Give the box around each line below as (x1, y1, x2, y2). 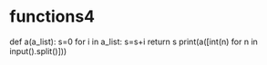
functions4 (9, 6, 96, 27)
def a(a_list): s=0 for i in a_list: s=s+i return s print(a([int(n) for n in (9, 36, 258, 47)
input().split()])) (9, 45, 67, 56)
